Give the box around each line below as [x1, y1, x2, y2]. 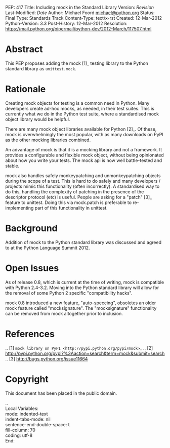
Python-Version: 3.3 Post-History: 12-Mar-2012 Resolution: [5, 20, 127, 26]
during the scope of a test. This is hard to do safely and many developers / [5, 178, 161, 184]
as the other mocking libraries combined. [5, 137, 91, 143]
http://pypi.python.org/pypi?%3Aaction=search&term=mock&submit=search [5, 350, 165, 356]
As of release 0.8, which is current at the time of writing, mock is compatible [5, 279, 164, 285]
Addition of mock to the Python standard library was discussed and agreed [5, 239, 162, 245]
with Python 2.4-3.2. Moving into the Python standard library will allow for [5, 284, 159, 291]
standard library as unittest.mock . [5, 65, 77, 71]
